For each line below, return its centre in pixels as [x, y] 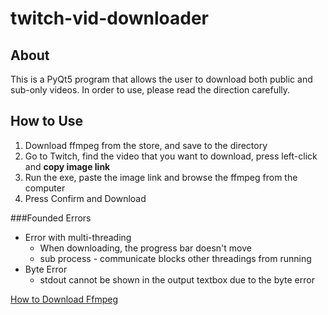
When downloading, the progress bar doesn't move [145, 248]
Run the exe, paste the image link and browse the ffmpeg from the [161, 177]
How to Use [47, 121]
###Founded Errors [51, 218]
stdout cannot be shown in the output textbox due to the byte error [177, 279]
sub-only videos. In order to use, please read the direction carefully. [150, 90]
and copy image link [67, 166]
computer [45, 188]
